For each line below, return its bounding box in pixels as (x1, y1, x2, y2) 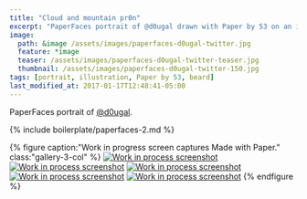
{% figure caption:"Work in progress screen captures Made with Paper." (9, 141, 281, 152)
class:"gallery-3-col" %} (9, 152, 101, 162)
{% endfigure (243, 171, 294, 182)
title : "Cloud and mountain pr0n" (9, 13, 142, 23)
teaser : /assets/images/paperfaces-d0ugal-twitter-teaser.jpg (17, 56, 259, 65)
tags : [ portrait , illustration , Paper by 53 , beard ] (9, 73, 215, 82)
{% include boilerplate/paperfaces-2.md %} (9, 124, 175, 135)
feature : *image (17, 47, 79, 57)
